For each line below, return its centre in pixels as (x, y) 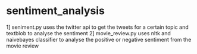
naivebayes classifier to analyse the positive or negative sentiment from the (99, 39)
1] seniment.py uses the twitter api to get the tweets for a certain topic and (97, 27)
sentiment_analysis (56, 11)
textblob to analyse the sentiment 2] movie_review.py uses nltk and (89, 33)
